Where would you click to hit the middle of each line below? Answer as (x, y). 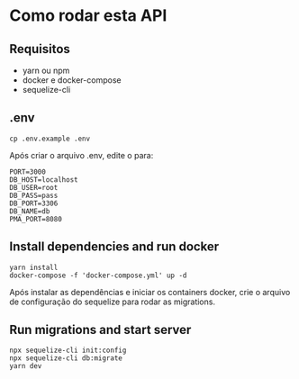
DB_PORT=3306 (34, 203)
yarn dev (26, 366)
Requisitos (40, 49)
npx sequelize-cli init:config (68, 351)
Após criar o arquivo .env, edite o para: (82, 155)
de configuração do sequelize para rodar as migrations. (113, 302)
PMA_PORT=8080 (36, 219)
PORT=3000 (28, 172)
